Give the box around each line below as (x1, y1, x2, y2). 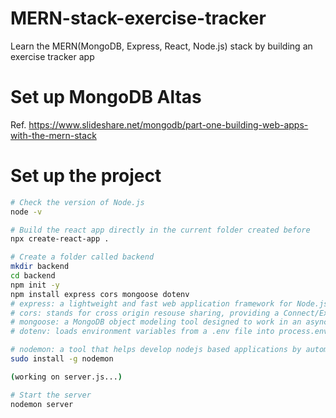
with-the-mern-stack (10, 129, 97, 141)
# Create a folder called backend (10, 252, 155, 262)
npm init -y (10, 280, 60, 290)
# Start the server (10, 390, 92, 400)
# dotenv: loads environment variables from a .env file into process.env (10, 327, 329, 337)
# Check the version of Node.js (10, 197, 145, 207)
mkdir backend (10, 262, 70, 272)
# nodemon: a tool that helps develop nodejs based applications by (10, 345, 302, 355)
